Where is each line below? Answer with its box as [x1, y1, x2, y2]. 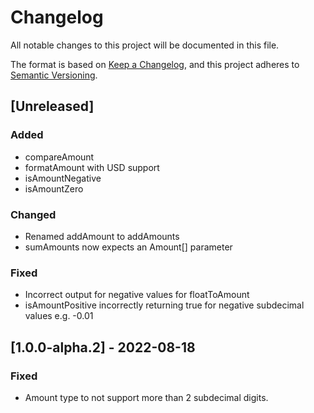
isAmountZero [24, 182, 84, 195]
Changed [10, 207, 57, 221]
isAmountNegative [24, 172, 102, 184]
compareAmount [24, 151, 95, 163]
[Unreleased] [10, 98, 95, 115]
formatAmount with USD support [24, 161, 160, 173]
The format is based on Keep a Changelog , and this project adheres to [10, 58, 300, 70]
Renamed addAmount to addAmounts [24, 230, 180, 242]
